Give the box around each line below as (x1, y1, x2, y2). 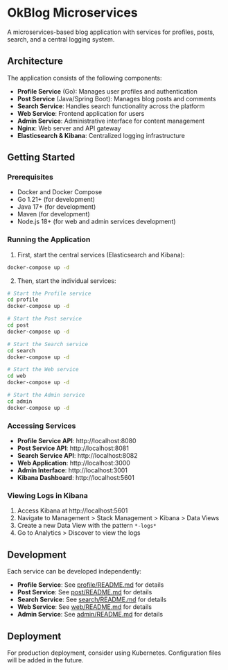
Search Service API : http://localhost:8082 (17, 452, 138, 460)
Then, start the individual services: (17, 276, 116, 285)
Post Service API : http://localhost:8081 (17, 444, 130, 452)
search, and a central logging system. (7, 35, 115, 43)
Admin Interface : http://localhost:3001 (17, 466, 128, 474)
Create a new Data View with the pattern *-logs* (17, 522, 157, 530)
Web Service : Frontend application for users (17, 109, 145, 117)
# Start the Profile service (7, 290, 91, 297)
